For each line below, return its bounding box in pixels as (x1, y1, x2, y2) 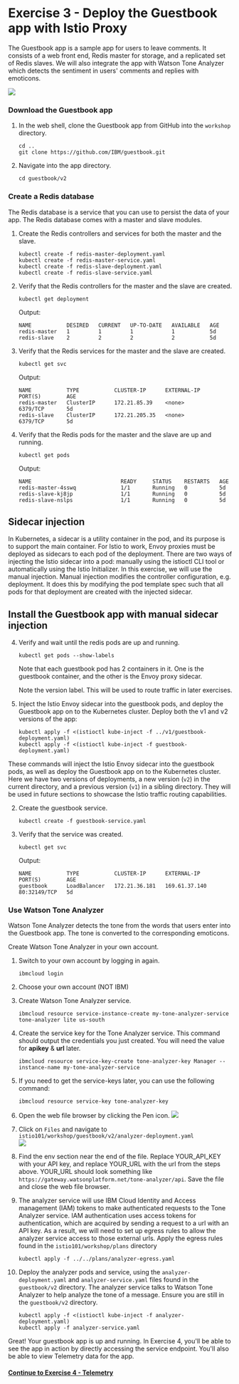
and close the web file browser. (18, 1183, 111, 1191)
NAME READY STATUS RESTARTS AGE (18, 478, 230, 485)
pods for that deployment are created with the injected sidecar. (8, 587, 193, 596)
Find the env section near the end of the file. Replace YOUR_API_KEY (18, 1152, 221, 1161)
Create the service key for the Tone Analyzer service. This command (18, 1029, 221, 1037)
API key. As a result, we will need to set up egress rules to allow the (18, 1227, 216, 1235)
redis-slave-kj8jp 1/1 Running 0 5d (18, 490, 226, 498)
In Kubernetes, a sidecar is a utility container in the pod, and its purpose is (8, 535, 226, 543)
